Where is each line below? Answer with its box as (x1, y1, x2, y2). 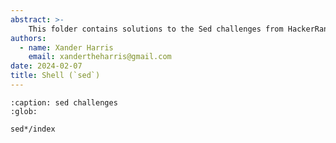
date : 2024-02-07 (10, 61, 83, 71)
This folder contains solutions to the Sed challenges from (28, 24, 284, 34)
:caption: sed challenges (10, 97, 118, 108)
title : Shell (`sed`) (10, 71, 101, 81)
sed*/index (10, 124, 56, 134)
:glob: (10, 106, 38, 116)
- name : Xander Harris (19, 42, 114, 53)
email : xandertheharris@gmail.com (28, 52, 172, 62)
